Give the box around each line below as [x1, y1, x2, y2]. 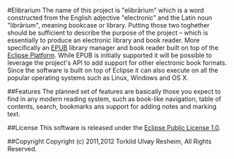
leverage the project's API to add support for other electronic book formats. [7, 59, 228, 66]
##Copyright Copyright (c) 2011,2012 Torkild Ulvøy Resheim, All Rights [7, 137, 212, 146]
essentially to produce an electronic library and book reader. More [7, 36, 200, 45]
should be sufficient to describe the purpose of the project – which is [7, 28, 209, 37]
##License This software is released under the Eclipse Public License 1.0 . [7, 124, 221, 131]
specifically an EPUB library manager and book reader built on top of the [7, 44, 219, 52]
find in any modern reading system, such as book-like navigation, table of [7, 95, 221, 103]
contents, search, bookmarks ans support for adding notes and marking [7, 102, 217, 110]
